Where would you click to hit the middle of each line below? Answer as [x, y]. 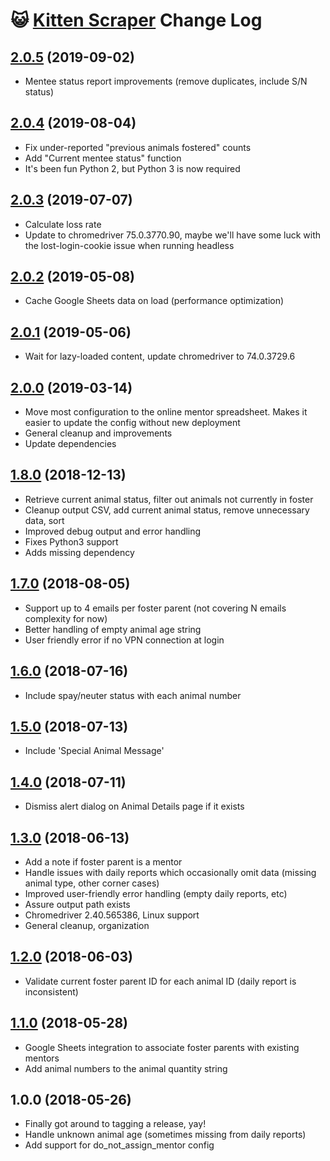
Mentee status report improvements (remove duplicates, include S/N [166, 81]
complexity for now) [66, 618]
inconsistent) [51, 991]
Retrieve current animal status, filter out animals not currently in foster [169, 499]
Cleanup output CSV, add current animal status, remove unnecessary [167, 510]
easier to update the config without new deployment [132, 423]
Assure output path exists [77, 904]
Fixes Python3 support [71, 541]
